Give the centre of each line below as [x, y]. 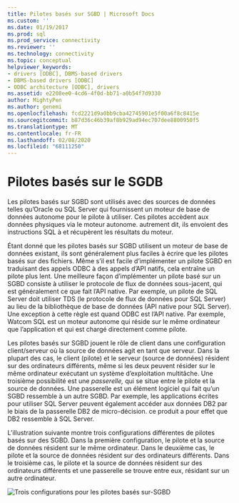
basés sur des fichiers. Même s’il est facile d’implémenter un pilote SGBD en [119, 261]
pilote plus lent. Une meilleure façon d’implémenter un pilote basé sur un [114, 276]
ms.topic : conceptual [40, 61]
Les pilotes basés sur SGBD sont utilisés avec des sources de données [112, 202]
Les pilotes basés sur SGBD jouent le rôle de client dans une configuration [117, 343]
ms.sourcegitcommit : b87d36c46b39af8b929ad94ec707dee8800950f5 [103, 120]
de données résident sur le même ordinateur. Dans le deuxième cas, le [111, 448]
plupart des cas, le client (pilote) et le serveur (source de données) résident [118, 358]
